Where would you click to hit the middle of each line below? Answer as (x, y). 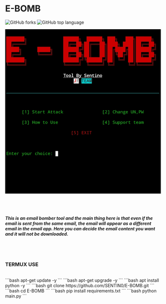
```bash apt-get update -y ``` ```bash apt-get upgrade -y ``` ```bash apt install (82, 280)
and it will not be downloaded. (37, 234)
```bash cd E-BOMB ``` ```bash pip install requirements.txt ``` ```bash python (81, 291)
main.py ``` (16, 296)
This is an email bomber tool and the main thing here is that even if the (79, 218)
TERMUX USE (22, 264)
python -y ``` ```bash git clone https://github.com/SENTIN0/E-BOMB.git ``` (80, 286)
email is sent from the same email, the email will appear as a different (78, 223)
